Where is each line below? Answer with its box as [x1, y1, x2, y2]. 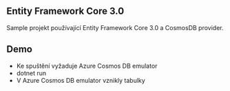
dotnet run [16, 68, 47, 77]
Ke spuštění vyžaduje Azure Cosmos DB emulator [16, 62, 158, 70]
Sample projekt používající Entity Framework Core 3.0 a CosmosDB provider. [6, 23, 224, 31]
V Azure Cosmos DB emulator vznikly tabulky [16, 76, 145, 84]
